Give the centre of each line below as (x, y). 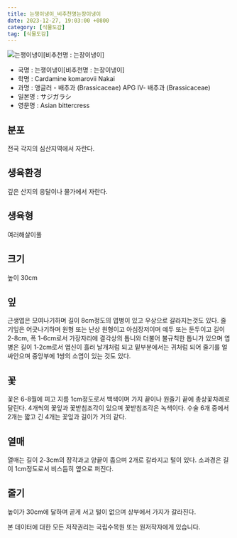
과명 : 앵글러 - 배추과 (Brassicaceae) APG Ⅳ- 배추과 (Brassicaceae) (114, 88)
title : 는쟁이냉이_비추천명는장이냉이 (54, 14)
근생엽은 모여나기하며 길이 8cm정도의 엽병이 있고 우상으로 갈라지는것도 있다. (113, 321)
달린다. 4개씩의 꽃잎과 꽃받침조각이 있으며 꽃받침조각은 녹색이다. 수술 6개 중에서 (118, 408)
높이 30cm (22, 277)
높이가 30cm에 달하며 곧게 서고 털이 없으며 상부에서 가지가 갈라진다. (102, 512)
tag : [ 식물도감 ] (28, 34)
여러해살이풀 (25, 235)
